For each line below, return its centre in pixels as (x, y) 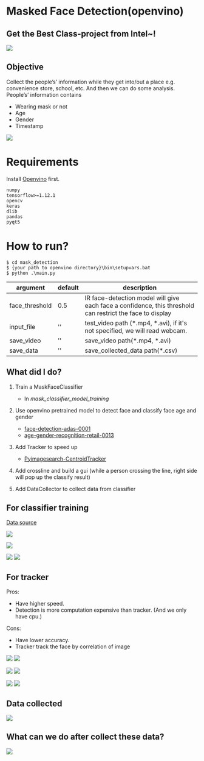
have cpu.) (29, 617)
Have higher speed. (40, 604)
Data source (22, 523)
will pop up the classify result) (53, 477)
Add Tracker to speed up (46, 447)
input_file (22, 327)
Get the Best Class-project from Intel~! (81, 34)
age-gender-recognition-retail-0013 (69, 435)
